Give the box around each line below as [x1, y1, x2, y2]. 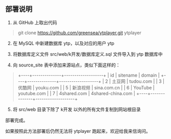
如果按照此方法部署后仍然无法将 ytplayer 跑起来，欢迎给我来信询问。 [5, 128, 151, 134]
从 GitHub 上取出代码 [12, 19, 57, 26]
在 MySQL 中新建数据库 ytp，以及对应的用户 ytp [12, 40, 115, 46]
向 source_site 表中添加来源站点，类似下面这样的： [12, 62, 120, 68]
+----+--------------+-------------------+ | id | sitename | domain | [17, 72, 160, 78]
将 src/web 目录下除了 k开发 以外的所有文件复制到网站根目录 [12, 106, 141, 112]
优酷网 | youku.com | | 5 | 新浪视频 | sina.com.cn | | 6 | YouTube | [17, 84, 155, 90]
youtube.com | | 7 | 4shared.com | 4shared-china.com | [17, 90, 136, 96]
